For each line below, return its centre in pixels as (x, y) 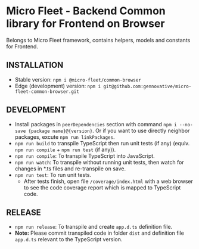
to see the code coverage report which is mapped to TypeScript (102, 187)
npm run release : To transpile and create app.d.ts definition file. (94, 227)
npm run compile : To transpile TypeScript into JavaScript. (85, 155)
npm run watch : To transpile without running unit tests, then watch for (99, 162)
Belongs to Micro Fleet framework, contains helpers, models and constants (98, 40)
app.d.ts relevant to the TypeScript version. (69, 239)
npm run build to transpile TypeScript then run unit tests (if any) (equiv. (102, 143)
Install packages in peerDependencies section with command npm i (96, 124)
